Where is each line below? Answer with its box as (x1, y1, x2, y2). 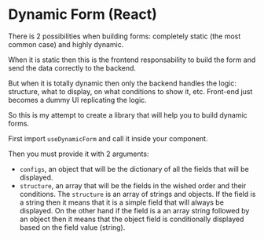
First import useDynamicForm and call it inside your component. (8, 133, 208, 143)
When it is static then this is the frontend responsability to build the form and (8, 55, 256, 64)
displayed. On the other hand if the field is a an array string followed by (19, 205, 250, 215)
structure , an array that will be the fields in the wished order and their (19, 180, 247, 190)
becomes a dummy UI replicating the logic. (8, 95, 147, 104)
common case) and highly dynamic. (8, 39, 124, 49)
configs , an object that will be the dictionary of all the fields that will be (19, 164, 249, 173)
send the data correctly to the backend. (8, 63, 136, 72)
